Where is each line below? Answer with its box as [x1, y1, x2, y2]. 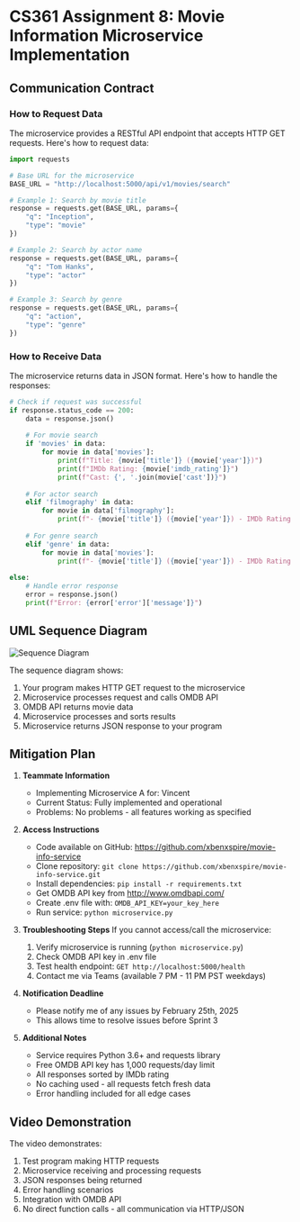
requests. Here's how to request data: [9, 137, 150, 148]
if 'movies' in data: [25, 439, 106, 448]
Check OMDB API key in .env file [35, 952, 157, 963]
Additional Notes [22, 1033, 87, 1044]
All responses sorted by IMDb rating [35, 1069, 170, 1080]
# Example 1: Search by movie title [9, 195, 146, 204]
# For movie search [25, 430, 99, 440]
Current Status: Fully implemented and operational [35, 797, 223, 808]
